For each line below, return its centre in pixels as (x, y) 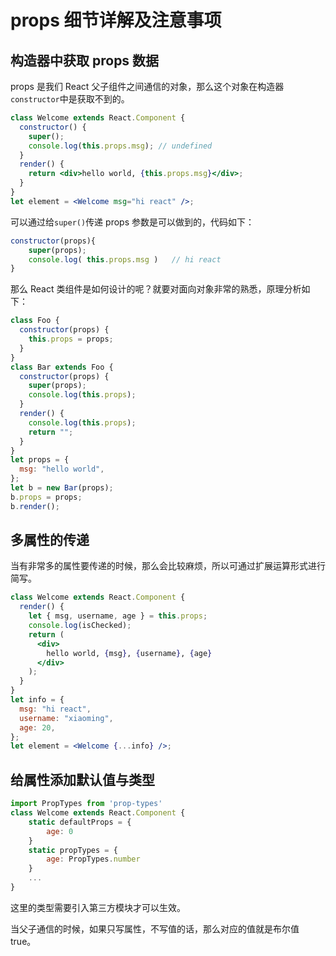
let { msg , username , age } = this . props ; (118, 616)
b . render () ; (35, 506)
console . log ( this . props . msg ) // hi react (125, 259)
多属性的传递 (50, 540)
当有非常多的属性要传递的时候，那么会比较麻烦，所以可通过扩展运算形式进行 (168, 566)
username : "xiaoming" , (66, 718)
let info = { (37, 700)
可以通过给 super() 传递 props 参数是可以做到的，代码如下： (132, 222)
